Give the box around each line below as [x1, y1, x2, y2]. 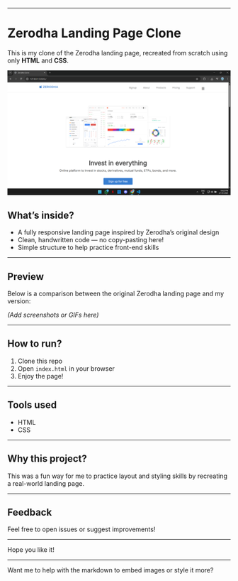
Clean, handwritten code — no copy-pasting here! [17, 236, 164, 244]
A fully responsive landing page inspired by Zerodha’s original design [17, 228, 220, 237]
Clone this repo [17, 357, 62, 365]
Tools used [7, 399, 57, 411]
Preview [7, 271, 45, 283]
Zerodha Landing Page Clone [7, 26, 182, 41]
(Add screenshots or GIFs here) [7, 310, 99, 320]
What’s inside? [7, 209, 74, 221]
